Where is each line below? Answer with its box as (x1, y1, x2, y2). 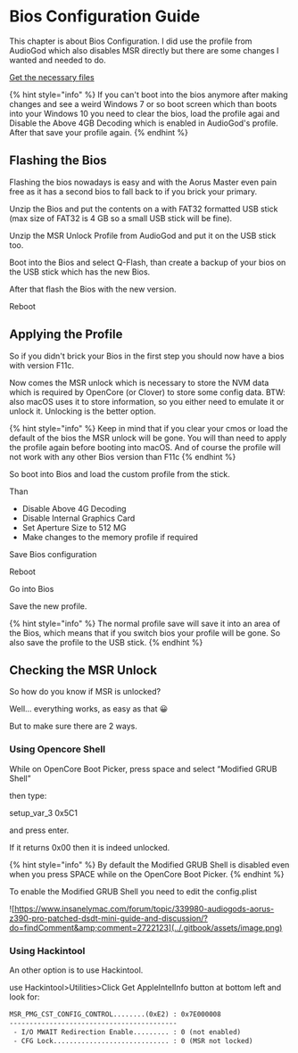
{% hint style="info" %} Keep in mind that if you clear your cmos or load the (9, 423, 288, 433)
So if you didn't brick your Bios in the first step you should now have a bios (9, 350, 285, 361)
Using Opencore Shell (9, 743, 105, 755)
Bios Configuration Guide (9, 6, 201, 27)
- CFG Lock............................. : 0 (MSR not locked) (12, 1036, 253, 1045)
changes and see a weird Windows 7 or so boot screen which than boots (9, 98, 277, 109)
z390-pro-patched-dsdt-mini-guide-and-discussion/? (9, 912, 208, 924)
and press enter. (9, 825, 70, 835)
